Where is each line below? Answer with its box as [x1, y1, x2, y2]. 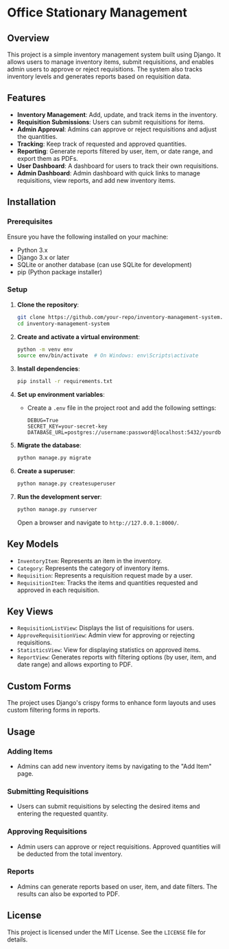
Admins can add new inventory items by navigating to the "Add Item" [16, 762, 212, 770]
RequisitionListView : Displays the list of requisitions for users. [16, 624, 194, 632]
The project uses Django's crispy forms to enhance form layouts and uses [7, 699, 216, 707]
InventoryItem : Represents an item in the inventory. [16, 556, 162, 565]
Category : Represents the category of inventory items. [16, 564, 170, 572]
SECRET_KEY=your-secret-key [27, 423, 108, 430]
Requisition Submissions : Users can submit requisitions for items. [16, 118, 205, 126]
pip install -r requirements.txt [16, 378, 113, 385]
